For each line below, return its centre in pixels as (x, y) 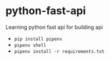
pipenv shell (30, 45)
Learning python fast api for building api (54, 27)
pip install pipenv (38, 39)
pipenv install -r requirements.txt (59, 51)
